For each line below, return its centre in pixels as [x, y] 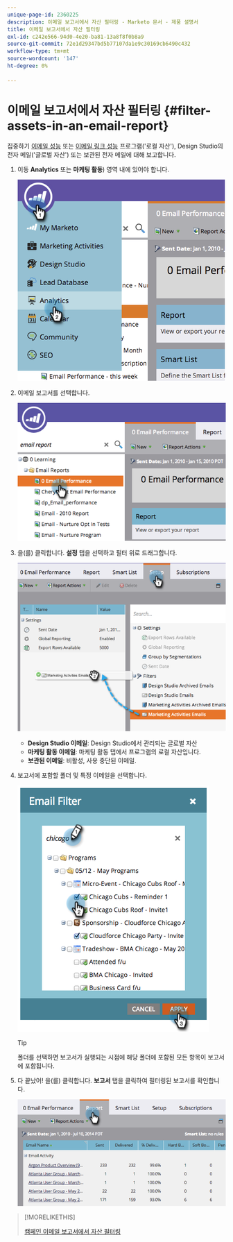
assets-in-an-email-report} [88, 126]
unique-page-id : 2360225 [43, 15]
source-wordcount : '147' [43, 59]
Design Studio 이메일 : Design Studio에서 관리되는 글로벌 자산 [112, 743]
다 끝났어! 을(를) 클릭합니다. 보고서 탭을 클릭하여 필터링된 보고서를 [106, 1080]
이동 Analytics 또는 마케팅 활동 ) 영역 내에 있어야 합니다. [93, 169]
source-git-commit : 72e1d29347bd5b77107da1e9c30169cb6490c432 [99, 44]
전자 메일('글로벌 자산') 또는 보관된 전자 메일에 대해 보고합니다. [92, 154]
